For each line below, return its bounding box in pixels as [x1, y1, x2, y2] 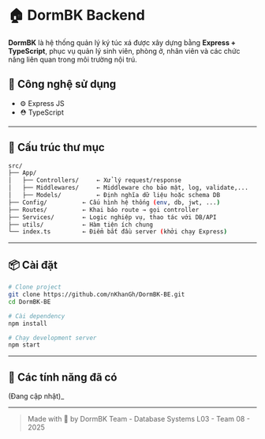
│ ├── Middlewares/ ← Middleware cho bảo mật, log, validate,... [8, 184, 248, 192]
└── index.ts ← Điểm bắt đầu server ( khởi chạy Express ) [8, 228, 227, 236]
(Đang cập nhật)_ [8, 392, 65, 401]
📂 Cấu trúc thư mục [8, 141, 105, 154]
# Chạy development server [8, 334, 97, 342]
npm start [8, 341, 41, 349]
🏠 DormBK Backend [8, 6, 146, 25]
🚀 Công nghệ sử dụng [8, 78, 117, 91]
